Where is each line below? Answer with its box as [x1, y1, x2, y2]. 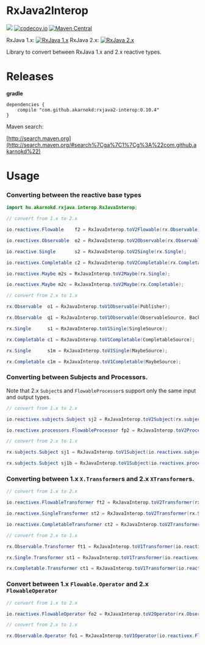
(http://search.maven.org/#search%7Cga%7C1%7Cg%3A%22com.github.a [6, 141, 197, 148]
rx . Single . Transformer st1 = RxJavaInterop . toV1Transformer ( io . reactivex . [6, 554, 201, 561]
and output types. [6, 393, 51, 401]
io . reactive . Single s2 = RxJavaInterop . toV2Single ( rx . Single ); [6, 248, 187, 255]
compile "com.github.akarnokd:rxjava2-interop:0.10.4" [17, 107, 160, 113]
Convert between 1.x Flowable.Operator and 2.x [6, 580, 149, 588]
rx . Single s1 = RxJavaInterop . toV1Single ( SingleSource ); [6, 326, 168, 332]
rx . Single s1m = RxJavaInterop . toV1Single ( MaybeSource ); [6, 347, 168, 354]
